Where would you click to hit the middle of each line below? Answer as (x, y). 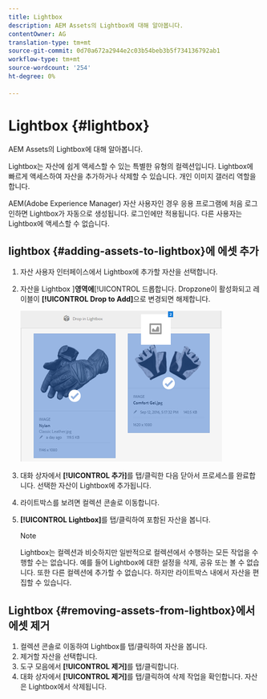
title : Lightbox (35, 17)
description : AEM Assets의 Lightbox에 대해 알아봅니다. (96, 25)
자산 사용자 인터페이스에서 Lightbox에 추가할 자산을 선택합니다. (119, 272)
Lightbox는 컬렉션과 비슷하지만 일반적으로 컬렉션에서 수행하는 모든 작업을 (135, 553)
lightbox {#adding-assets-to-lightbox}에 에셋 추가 (133, 251)
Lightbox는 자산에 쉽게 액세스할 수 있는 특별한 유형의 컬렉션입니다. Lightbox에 (131, 166)
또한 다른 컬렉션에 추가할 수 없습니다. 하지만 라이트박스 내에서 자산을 (144, 573)
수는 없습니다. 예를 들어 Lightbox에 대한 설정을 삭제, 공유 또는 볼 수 (140, 562)
